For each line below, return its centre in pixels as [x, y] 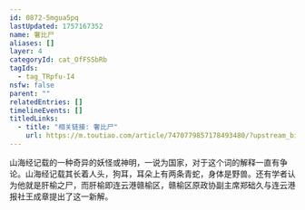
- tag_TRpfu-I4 [46, 77]
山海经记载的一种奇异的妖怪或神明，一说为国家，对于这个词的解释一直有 [144, 162]
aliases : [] [32, 43]
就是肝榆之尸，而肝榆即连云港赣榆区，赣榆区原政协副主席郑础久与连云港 [160, 185]
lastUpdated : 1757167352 [56, 26]
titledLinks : [34, 119]
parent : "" [30, 93]
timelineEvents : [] [46, 110]
